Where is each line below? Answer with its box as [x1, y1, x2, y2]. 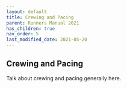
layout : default [6, 8, 47, 15]
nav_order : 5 [6, 31, 39, 37]
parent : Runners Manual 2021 [6, 20, 79, 26]
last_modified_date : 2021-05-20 [6, 37, 87, 43]
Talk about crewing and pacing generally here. [6, 74, 122, 81]
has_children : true [6, 25, 55, 32]
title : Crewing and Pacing [6, 14, 74, 20]
